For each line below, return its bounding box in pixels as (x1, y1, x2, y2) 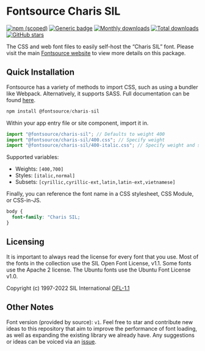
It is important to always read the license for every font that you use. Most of (6, 253, 199, 260)
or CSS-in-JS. (6, 197, 41, 204)
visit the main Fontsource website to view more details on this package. (6, 49, 186, 56)
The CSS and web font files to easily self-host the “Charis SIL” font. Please (6, 43, 194, 50)
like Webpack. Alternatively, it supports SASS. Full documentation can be (6, 90, 190, 97)
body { (6, 209, 23, 215)
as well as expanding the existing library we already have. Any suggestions (6, 331, 195, 339)
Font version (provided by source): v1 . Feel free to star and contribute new (6, 318, 193, 325)
